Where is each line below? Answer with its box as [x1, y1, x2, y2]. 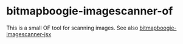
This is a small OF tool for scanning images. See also [6, 24, 139, 31]
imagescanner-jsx [6, 30, 52, 37]
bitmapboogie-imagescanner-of [6, 4, 173, 18]
